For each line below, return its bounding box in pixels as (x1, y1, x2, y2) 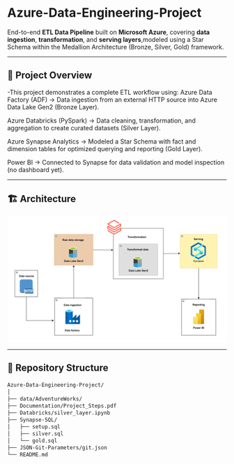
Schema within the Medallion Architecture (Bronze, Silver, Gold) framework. (7, 42, 224, 51)
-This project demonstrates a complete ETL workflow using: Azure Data (7, 88, 212, 96)
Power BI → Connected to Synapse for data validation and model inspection (7, 158, 225, 167)
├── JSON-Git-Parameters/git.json (7, 444, 108, 451)
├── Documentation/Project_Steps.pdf (7, 402, 117, 409)
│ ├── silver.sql (7, 430, 64, 437)
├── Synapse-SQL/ (7, 416, 58, 423)
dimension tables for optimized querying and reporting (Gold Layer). (7, 144, 203, 153)
